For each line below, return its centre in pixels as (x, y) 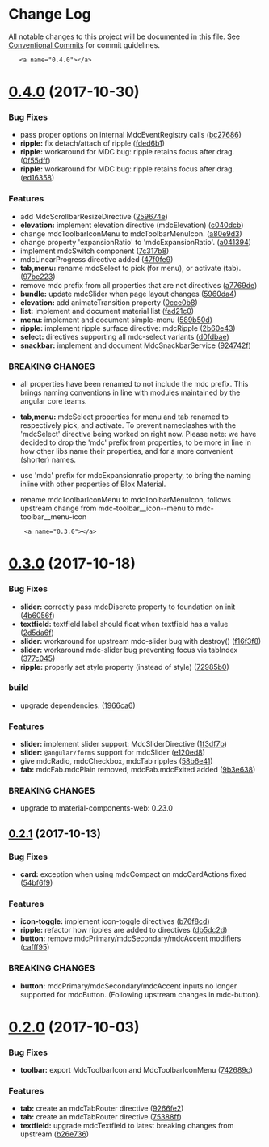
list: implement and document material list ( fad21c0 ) (107, 311)
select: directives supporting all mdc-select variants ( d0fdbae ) (124, 336)
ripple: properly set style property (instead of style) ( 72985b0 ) (125, 667)
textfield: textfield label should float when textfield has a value (124, 624)
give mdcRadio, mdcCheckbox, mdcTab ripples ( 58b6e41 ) (116, 761)
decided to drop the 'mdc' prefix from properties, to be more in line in (136, 442)
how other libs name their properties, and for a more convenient (126, 451)
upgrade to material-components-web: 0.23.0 (97, 808)
